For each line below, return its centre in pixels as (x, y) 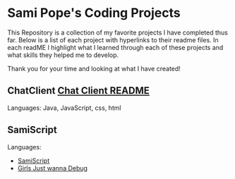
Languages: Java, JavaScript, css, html (64, 108)
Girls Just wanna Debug (53, 168)
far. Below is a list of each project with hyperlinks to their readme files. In (113, 39)
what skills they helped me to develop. (63, 55)
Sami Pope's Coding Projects (94, 13)
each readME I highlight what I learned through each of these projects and (115, 47)
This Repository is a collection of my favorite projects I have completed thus (117, 32)
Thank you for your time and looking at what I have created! (94, 68)
